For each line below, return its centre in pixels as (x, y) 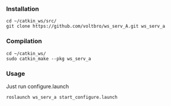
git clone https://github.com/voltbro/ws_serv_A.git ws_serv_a (86, 26)
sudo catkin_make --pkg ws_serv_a (49, 59)
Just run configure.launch (38, 86)
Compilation (24, 41)
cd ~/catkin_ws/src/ (32, 21)
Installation (23, 9)
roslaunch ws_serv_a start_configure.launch (62, 97)
